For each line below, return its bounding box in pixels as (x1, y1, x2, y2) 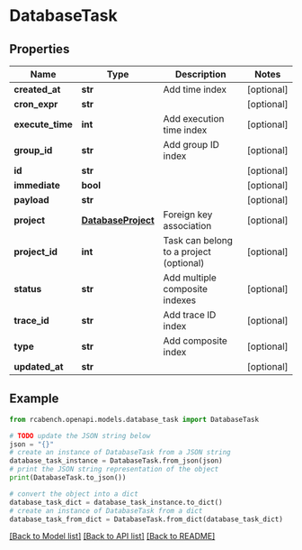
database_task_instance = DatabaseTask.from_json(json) (9, 456, 223, 465)
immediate (13, 179, 61, 191)
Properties (9, 41, 70, 57)
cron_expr (13, 98, 58, 110)
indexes (163, 294, 197, 307)
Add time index (163, 83, 227, 96)
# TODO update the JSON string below (9, 431, 151, 440)
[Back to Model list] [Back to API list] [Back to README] (9, 531, 216, 542)
